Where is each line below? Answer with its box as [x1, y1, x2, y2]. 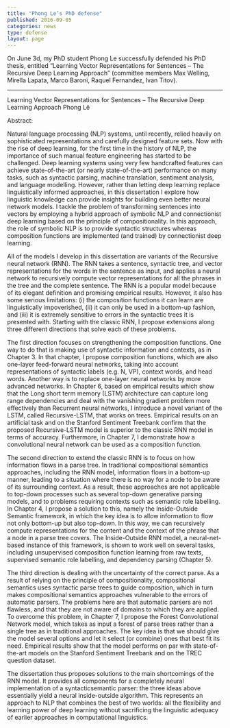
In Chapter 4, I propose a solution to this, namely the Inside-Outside [7, 505, 199, 513]
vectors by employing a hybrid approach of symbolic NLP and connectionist [7, 210, 221, 218]
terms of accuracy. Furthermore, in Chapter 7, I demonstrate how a [7, 433, 195, 441]
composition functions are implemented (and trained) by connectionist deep [7, 232, 222, 240]
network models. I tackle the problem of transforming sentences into [7, 203, 201, 211]
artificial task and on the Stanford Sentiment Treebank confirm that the [7, 419, 207, 427]
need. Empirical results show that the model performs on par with [7, 642, 192, 650]
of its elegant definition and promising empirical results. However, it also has [7, 289, 222, 297]
